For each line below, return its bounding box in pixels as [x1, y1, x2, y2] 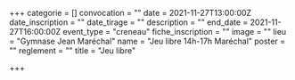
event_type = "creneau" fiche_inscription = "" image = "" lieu [62, 27, 287, 36]
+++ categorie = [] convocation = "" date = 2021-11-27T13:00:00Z [9, 8, 252, 18]
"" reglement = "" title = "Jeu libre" [9, 45, 136, 56]
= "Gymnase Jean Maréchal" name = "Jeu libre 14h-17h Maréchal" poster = [9, 36, 286, 46]
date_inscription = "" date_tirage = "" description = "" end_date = [9, 17, 249, 28]
